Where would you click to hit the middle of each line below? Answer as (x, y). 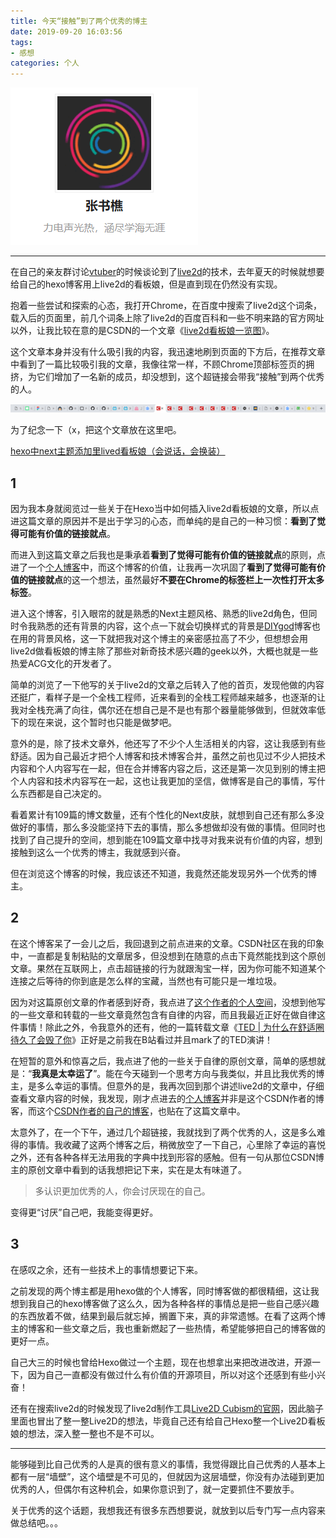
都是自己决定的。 (71, 793)
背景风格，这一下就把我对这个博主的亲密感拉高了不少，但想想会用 (172, 638)
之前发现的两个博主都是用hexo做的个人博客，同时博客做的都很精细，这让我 (165, 1291)
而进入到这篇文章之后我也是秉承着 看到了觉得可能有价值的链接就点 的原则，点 (168, 554)
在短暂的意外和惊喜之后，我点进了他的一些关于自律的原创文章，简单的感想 (163, 1061)
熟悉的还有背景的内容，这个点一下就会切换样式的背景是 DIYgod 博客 (174, 626)
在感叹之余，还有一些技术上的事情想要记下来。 (106, 1269)
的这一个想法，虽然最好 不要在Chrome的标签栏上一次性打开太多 (194, 579)
